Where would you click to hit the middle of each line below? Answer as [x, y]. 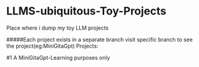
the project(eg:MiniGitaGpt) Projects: [52, 46]
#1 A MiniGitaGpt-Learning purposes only [58, 57]
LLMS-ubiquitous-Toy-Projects [86, 11]
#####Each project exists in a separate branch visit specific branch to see [100, 39]
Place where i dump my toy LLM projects [58, 28]
